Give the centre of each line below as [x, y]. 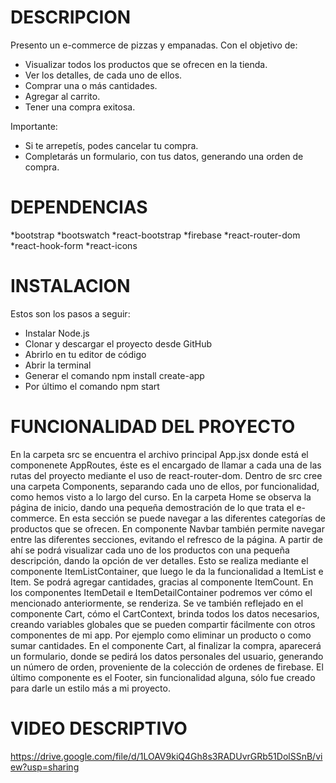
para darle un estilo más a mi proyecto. [90, 688]
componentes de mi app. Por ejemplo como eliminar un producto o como [161, 635]
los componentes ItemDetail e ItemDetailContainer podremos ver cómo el [161, 592]
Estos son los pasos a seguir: [70, 313]
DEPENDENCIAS [79, 207]
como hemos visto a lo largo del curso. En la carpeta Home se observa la [161, 497]
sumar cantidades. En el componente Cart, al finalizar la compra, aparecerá [166, 645]
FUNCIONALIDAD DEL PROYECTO [153, 427]
